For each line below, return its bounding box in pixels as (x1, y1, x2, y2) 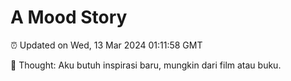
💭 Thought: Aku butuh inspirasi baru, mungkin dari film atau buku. (10, 59, 282, 71)
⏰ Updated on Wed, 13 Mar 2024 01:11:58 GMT (10, 39, 203, 51)
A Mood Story (10, 6, 128, 29)
